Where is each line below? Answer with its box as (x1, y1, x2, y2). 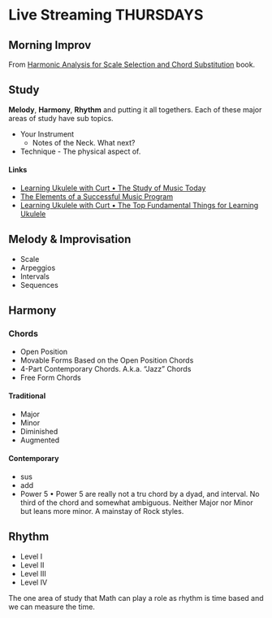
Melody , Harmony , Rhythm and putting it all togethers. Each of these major (8, 104, 262, 115)
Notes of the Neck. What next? (32, 137, 136, 147)
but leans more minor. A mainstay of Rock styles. (19, 506, 184, 516)
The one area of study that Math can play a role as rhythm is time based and (8, 593, 264, 603)
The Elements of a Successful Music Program (19, 192, 173, 202)
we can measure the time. (8, 602, 96, 611)
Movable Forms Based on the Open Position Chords (19, 355, 194, 365)
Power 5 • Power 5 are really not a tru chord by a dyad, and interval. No (19, 489, 260, 498)
